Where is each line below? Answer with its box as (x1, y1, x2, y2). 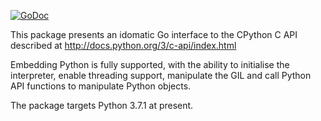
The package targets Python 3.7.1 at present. (10, 100, 194, 111)
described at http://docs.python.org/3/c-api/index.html (10, 40, 237, 51)
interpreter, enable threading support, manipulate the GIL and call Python (10, 70, 312, 81)
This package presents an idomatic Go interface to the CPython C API (10, 29, 298, 40)
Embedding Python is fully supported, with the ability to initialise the (10, 59, 290, 70)
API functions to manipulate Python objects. (10, 80, 192, 92)
